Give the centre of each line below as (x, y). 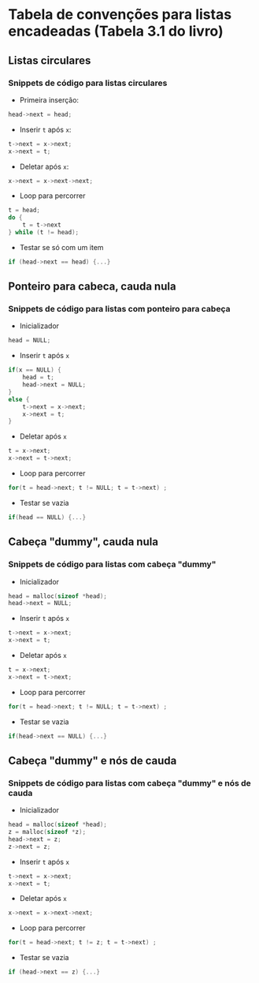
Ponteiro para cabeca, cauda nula (92, 287)
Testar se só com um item (61, 247)
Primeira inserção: (49, 99)
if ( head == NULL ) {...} (47, 517)
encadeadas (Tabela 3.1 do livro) (116, 31)
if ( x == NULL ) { (35, 370)
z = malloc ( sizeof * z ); (47, 832)
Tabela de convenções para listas (120, 15)
